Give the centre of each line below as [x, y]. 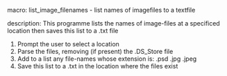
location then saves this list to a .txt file [63, 31]
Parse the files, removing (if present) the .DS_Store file [95, 51]
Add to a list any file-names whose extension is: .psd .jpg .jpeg [107, 59]
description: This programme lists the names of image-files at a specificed [113, 23]
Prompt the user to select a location [68, 44]
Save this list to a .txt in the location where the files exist [98, 66]
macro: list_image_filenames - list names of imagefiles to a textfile [101, 10]
